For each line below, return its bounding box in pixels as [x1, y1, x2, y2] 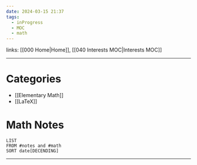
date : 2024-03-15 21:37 [6, 8, 64, 15]
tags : [6, 14, 19, 20]
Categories [6, 73, 62, 85]
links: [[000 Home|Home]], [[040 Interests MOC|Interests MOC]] [6, 46, 162, 53]
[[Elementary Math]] [14, 92, 64, 99]
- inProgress [11, 19, 43, 25]
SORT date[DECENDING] [6, 148, 59, 154]
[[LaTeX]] [14, 98, 38, 105]
